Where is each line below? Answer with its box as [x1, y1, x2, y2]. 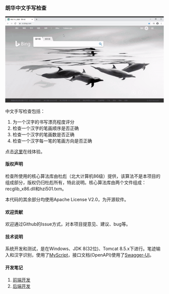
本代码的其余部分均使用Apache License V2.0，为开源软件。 [5, 196, 129, 202]
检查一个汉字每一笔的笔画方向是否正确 [12, 138, 92, 144]
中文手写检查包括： [5, 108, 45, 114]
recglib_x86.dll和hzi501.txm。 [5, 186, 67, 192]
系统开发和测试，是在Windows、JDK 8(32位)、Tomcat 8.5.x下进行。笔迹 [5, 246, 156, 252]
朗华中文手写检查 [5, 4, 47, 11]
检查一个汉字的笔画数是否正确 [12, 131, 74, 137]
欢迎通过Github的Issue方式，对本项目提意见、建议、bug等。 [5, 221, 131, 227]
